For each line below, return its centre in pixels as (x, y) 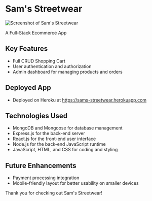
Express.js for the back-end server (49, 133)
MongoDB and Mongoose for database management (67, 128)
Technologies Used (36, 115)
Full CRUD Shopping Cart (39, 61)
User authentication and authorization (52, 66)
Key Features (27, 49)
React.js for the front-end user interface (54, 139)
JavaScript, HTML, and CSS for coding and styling (65, 150)
